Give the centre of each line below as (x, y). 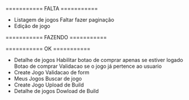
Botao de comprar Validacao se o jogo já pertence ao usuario (88, 66)
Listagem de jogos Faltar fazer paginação (64, 20)
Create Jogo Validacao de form (52, 72)
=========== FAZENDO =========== (56, 37)
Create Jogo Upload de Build (49, 85)
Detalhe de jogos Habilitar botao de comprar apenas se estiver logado (99, 60)
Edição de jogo (32, 26)
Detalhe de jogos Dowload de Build (56, 91)
